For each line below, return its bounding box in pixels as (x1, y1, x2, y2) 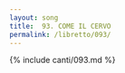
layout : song (9, 13, 59, 23)
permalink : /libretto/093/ (9, 30, 111, 39)
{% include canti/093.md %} (9, 55, 116, 66)
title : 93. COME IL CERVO (9, 22, 111, 31)
